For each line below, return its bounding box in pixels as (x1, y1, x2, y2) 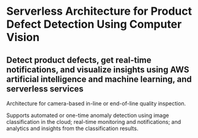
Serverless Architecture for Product (6, 4, 193, 18)
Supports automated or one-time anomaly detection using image (6, 112, 169, 119)
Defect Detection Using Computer (6, 17, 182, 31)
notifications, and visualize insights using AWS (6, 64, 189, 75)
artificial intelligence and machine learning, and (6, 74, 192, 84)
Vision (6, 31, 40, 44)
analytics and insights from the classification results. (6, 125, 139, 132)
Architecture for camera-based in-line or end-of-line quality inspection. (6, 100, 186, 107)
